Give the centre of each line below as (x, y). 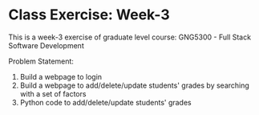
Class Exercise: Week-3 (89, 15)
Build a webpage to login (61, 76)
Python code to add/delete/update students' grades (105, 102)
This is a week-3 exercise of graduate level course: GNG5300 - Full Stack (129, 37)
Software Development (46, 45)
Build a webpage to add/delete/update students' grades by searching (135, 85)
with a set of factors (53, 93)
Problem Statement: (41, 61)
